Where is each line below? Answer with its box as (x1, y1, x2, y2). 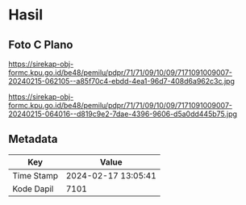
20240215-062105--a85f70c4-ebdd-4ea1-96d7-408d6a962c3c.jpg (8, 77, 236, 86)
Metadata (8, 132, 58, 146)
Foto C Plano (8, 38, 73, 52)
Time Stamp (12, 169, 59, 181)
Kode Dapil (12, 183, 54, 195)
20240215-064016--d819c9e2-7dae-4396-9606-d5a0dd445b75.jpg (8, 109, 238, 119)
